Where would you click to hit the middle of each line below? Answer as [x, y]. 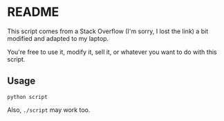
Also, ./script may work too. [49, 110]
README [33, 12]
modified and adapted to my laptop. [58, 38]
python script [28, 97]
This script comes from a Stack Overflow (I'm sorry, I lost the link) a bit [108, 31]
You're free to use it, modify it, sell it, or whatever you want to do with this [112, 52]
